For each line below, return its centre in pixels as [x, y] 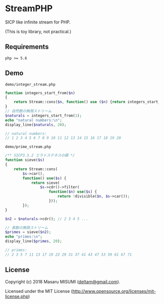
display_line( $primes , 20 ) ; [34, 241]
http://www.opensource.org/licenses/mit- [114, 291]
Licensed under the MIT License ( [39, 291]
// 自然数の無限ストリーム [28, 111]
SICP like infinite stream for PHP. [38, 22]
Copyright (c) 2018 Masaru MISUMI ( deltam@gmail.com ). [63, 282]
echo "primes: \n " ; [24, 237]
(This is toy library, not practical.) [38, 31]
